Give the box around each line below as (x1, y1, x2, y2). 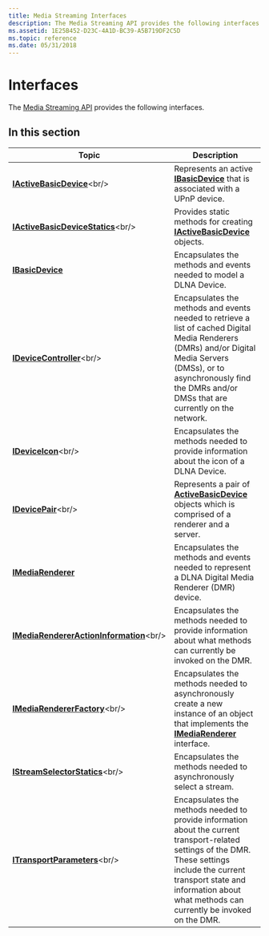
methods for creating (174, 216, 254, 227)
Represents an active (174, 163, 254, 174)
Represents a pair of (174, 478, 251, 490)
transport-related (174, 834, 240, 845)
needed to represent (174, 562, 251, 573)
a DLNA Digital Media (174, 571, 255, 583)
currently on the (174, 402, 235, 414)
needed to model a (174, 269, 245, 280)
